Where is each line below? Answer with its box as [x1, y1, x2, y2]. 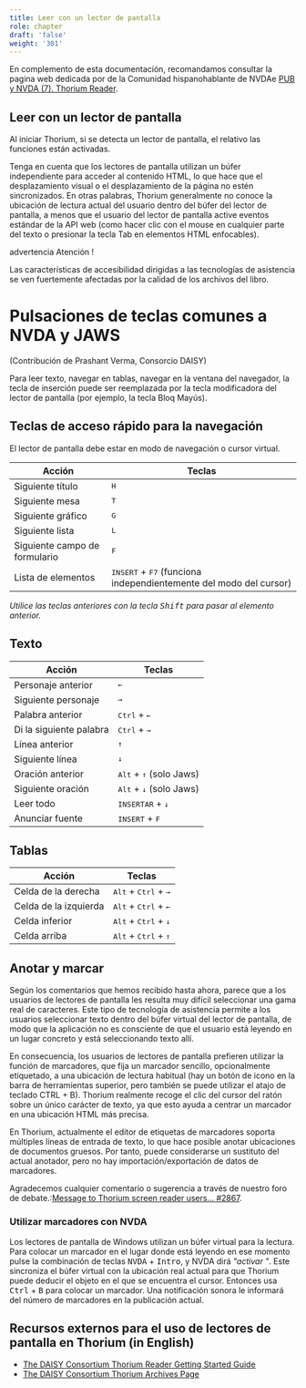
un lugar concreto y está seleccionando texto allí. [9, 1033, 194, 1044]
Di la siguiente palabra [14, 723, 109, 735]
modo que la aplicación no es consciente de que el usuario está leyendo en [9, 1023, 293, 1034]
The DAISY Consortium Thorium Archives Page [22, 1369, 200, 1380]
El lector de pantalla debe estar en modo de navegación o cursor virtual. [9, 443, 280, 454]
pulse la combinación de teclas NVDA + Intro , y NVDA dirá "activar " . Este [9, 1255, 291, 1267]
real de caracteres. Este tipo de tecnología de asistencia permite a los [9, 1004, 271, 1015]
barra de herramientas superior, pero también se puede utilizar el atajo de [9, 1080, 287, 1091]
